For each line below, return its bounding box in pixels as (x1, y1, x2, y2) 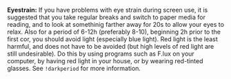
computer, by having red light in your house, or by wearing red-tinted (7, 57, 203, 65)
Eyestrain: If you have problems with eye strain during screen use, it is (7, 6, 208, 14)
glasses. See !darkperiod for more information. (7, 65, 141, 72)
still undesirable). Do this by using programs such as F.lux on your (7, 49, 194, 58)
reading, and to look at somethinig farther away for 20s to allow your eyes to (7, 21, 224, 28)
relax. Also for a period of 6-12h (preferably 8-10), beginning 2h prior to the (7, 27, 221, 36)
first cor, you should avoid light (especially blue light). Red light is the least (7, 35, 219, 43)
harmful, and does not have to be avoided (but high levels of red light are (7, 43, 214, 50)
